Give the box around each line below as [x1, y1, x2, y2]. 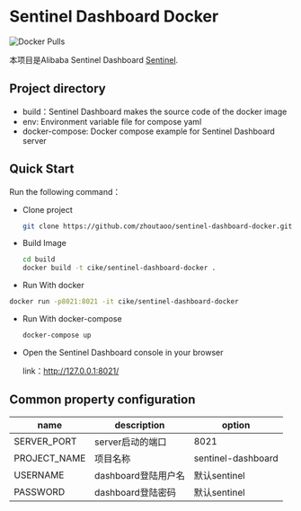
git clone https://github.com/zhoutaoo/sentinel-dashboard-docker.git [22, 222, 293, 231]
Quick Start [9, 162, 75, 177]
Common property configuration [9, 392, 196, 408]
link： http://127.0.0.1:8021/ [22, 366, 120, 376]
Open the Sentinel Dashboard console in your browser [22, 347, 224, 357]
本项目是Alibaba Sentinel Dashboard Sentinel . [9, 54, 179, 65]
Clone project [22, 204, 74, 215]
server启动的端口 [93, 436, 167, 448]
